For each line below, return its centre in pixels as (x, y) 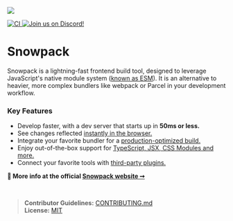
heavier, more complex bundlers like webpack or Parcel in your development (116, 85)
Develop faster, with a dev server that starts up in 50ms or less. (108, 126)
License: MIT (43, 211)
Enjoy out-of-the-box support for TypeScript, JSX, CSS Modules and (115, 148)
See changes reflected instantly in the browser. (85, 133)
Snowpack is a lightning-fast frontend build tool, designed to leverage (107, 71)
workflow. (21, 93)
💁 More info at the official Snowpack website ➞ (76, 176)
